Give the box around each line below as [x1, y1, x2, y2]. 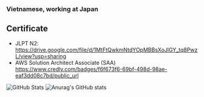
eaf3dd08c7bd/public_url [15, 72, 79, 79]
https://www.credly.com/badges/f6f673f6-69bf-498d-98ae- [15, 65, 168, 73]
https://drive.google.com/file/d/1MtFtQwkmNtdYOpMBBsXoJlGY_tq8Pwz [15, 46, 198, 53]
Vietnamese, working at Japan [6, 5, 99, 13]
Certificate [6, 24, 49, 34]
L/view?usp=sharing [15, 52, 67, 59]
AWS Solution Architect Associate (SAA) [15, 59, 116, 66]
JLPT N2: [15, 39, 39, 47]
